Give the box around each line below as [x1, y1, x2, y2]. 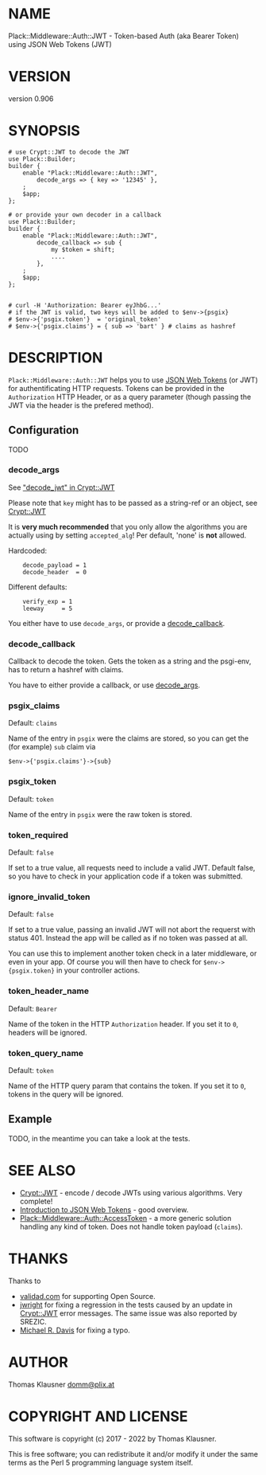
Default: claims [8, 718, 58, 728]
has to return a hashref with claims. [8, 665, 124, 675]
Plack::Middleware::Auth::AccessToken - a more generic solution [19, 1213, 232, 1223]
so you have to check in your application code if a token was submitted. [8, 871, 244, 881]
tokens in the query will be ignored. [8, 1089, 124, 1099]
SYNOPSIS [8, 122, 81, 140]
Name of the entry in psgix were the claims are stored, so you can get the [8, 734, 249, 743]
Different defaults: [8, 582, 67, 592]
